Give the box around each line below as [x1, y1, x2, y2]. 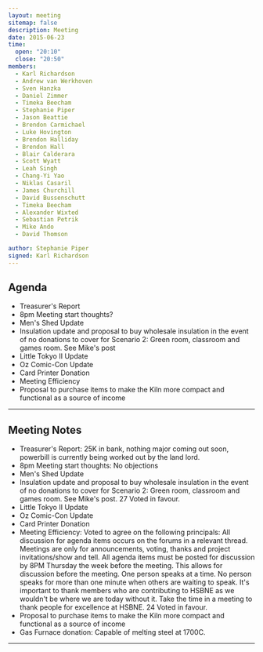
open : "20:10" [15, 48, 61, 56]
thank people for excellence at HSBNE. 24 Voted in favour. [19, 603, 208, 612]
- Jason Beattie [15, 114, 68, 122]
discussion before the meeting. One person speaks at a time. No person [19, 570, 252, 579]
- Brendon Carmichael [15, 121, 86, 129]
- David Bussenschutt [15, 194, 86, 202]
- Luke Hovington [15, 128, 72, 136]
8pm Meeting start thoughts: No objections [19, 461, 159, 471]
